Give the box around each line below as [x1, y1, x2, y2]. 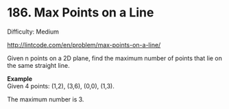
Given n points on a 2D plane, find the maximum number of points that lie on [7, 53, 223, 62]
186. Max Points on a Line [7, 5, 154, 21]
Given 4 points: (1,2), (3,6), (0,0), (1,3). [7, 82, 114, 90]
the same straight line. [7, 61, 70, 69]
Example [7, 74, 33, 83]
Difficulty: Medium [7, 27, 60, 36]
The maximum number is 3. [7, 95, 84, 104]
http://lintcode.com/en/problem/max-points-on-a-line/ [7, 40, 161, 49]
